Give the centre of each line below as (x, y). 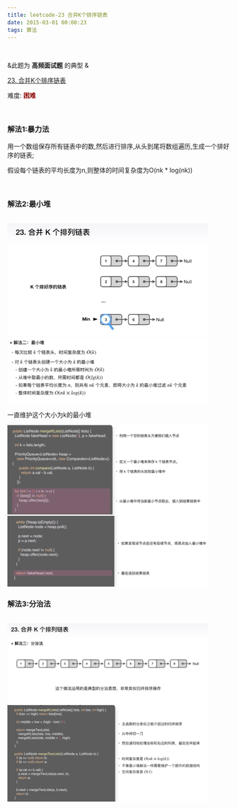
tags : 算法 (22, 30)
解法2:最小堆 (29, 204)
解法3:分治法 (29, 604)
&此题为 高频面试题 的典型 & (48, 65)
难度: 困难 (22, 96)
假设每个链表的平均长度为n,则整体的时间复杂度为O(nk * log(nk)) (100, 170)
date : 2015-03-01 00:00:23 (47, 22)
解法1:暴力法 (28, 130)
